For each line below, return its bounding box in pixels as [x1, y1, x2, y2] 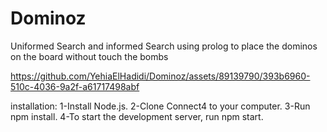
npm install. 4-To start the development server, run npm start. [10, 110, 264, 122]
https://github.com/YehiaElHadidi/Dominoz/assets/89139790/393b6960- [10, 70, 311, 82]
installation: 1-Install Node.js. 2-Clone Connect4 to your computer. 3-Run [10, 100, 311, 112]
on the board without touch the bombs [10, 50, 169, 62]
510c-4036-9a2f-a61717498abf [10, 80, 140, 92]
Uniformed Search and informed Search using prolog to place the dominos [10, 40, 318, 52]
